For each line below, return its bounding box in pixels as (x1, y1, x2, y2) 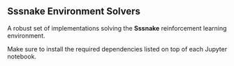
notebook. (7, 52, 37, 60)
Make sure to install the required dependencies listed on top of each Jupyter (7, 44, 228, 53)
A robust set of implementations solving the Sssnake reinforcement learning (7, 24, 227, 32)
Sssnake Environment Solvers (7, 6, 141, 17)
